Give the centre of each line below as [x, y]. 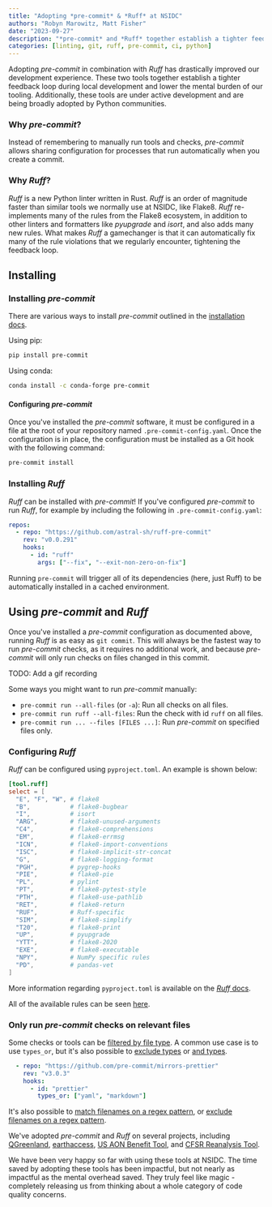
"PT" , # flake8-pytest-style [81, 890]
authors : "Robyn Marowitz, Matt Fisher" [78, 24]
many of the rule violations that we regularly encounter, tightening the [125, 241]
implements [28, 215]
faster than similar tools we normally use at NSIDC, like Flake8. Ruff [121, 207]
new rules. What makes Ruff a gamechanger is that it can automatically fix [132, 233]
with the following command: [57, 448]
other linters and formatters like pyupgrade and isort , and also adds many [131, 224]
